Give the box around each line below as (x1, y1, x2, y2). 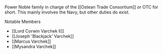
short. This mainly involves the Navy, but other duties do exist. (4, 9, 130, 15)
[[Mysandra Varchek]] (11, 44, 56, 49)
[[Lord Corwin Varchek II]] (11, 28, 64, 34)
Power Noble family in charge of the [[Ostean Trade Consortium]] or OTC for (4, 4, 159, 10)
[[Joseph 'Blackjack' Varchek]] (11, 34, 74, 39)
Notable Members (4, 19, 41, 24)
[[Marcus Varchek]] (11, 38, 51, 44)
